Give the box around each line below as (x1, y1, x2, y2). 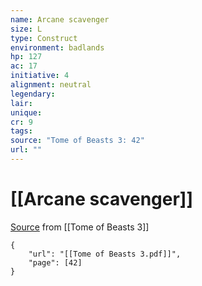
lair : (10, 98, 33, 108)
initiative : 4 (10, 71, 70, 81)
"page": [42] (28, 257, 83, 268)
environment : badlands (10, 42, 105, 53)
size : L (10, 24, 43, 34)
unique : (10, 107, 43, 118)
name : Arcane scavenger (10, 14, 110, 25)
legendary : (10, 89, 56, 99)
